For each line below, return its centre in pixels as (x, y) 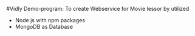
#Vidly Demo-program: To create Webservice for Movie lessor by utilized (98, 9)
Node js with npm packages (50, 20)
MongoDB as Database (44, 27)
